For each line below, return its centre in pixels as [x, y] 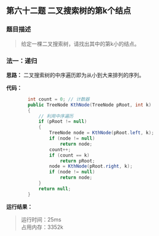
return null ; [54, 188]
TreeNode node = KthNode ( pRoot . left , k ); [101, 133]
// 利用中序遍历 [56, 116]
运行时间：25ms [41, 219]
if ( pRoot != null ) [62, 122]
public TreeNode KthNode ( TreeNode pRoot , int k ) [90, 105]
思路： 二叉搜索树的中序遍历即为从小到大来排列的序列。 [75, 75]
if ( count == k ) [69, 155]
